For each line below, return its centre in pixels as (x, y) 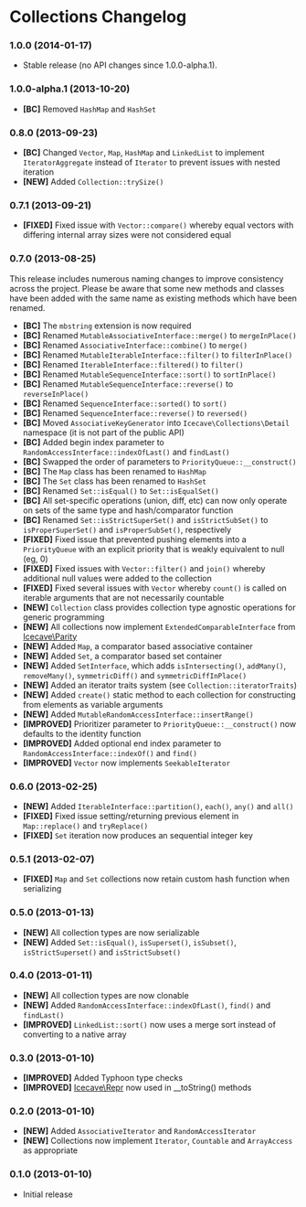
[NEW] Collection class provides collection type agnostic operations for (159, 607)
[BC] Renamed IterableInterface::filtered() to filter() (133, 364)
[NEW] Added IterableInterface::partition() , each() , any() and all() (158, 806)
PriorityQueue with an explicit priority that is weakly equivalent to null (153, 549)
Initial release (47, 1194)
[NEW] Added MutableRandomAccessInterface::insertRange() (138, 714)
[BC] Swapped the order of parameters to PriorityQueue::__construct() (159, 461)
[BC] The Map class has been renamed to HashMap (115, 471)
